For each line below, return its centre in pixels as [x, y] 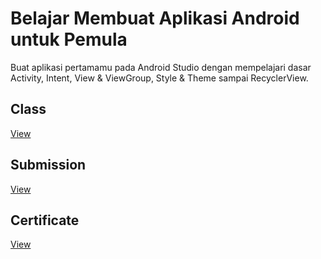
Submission [48, 165]
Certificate [45, 220]
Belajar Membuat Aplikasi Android [155, 18]
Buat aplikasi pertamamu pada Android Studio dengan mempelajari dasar [161, 67]
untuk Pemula [69, 39]
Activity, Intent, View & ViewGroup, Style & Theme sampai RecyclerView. [159, 78]
